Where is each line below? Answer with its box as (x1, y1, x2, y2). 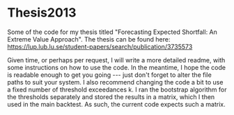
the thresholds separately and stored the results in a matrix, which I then (7, 92, 215, 101)
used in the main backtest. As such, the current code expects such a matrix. (7, 100, 226, 108)
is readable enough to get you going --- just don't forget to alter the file (7, 71, 212, 79)
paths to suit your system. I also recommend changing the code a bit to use (7, 78, 224, 86)
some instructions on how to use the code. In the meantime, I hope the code (7, 63, 226, 71)
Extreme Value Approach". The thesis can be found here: (7, 35, 171, 43)
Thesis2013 (7, 5, 77, 21)
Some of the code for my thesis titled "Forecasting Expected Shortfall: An (7, 28, 218, 36)
